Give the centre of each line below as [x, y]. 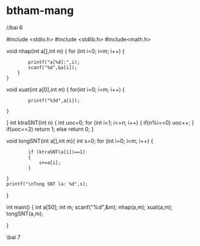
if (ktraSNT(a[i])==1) [57, 152]
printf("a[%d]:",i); [54, 62]
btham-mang [40, 11]
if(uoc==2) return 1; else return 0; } [50, 129]
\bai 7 [13, 237]
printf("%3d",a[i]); [54, 100]
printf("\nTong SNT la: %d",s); [47, 184]
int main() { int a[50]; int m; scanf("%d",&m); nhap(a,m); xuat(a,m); [90, 207]
